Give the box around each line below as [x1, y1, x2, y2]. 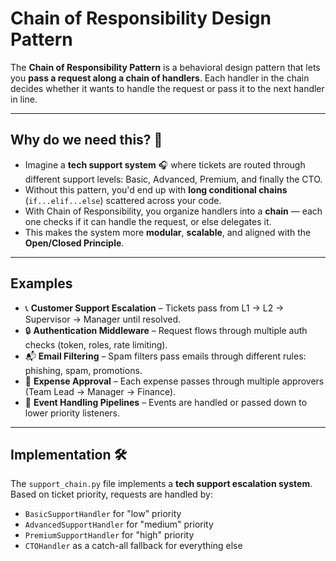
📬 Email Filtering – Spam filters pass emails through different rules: [24, 350, 307, 362]
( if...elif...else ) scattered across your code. [24, 194, 222, 206]
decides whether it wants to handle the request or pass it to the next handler [10, 82, 325, 94]
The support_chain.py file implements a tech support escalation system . [10, 478, 313, 490]
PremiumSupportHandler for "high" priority [24, 529, 195, 541]
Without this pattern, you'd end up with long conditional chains [24, 183, 288, 196]
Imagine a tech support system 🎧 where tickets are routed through [24, 158, 306, 171]
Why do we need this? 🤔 [10, 132, 163, 149]
